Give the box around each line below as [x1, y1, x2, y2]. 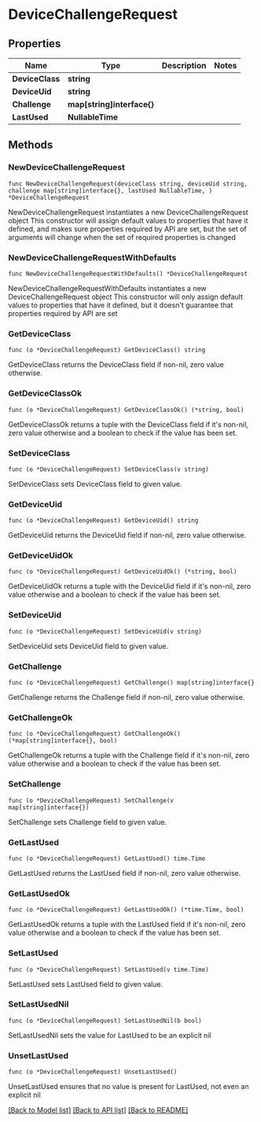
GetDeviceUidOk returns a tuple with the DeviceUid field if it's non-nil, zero [8, 582, 252, 591]
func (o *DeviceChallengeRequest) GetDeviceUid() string [8, 517, 199, 524]
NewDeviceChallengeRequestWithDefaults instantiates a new [8, 283, 207, 292]
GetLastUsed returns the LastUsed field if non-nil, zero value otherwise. [8, 868, 241, 877]
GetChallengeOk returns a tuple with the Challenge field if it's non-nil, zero [8, 751, 250, 760]
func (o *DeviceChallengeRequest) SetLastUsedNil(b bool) [8, 1017, 202, 1025]
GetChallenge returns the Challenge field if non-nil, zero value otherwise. [8, 693, 245, 702]
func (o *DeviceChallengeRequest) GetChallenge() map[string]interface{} [8, 679, 255, 687]
